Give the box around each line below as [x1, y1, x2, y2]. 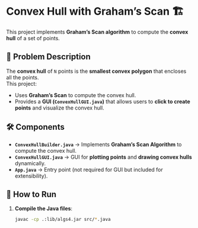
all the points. [6, 73, 40, 81]
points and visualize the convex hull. [14, 104, 105, 111]
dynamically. [14, 159, 46, 166]
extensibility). [14, 172, 48, 179]
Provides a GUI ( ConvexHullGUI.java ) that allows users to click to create [14, 98, 191, 105]
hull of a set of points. [6, 34, 60, 41]
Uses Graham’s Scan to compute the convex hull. [14, 91, 136, 98]
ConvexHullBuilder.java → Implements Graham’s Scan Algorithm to [14, 140, 182, 148]
